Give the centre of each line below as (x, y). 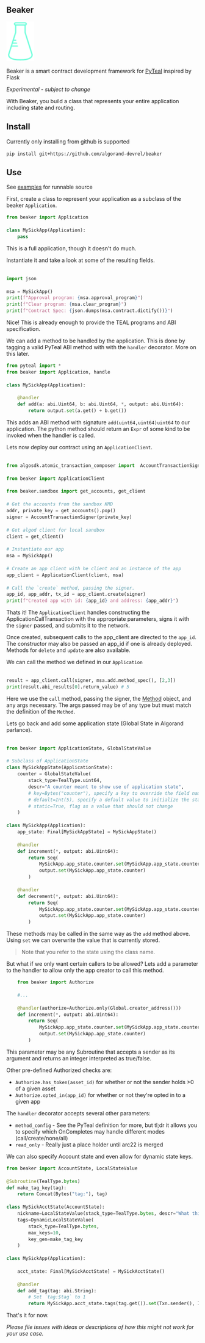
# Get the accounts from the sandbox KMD (60, 504)
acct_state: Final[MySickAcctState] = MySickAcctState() (91, 1271)
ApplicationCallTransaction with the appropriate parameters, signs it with (98, 619)
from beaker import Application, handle (59, 372)
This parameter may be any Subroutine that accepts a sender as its (91, 1052)
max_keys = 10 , (45, 1233)
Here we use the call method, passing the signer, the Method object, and (99, 698)
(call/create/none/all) (41, 1138)
